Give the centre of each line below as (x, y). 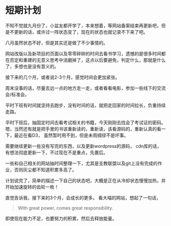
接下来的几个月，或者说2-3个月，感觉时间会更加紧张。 (63, 77)
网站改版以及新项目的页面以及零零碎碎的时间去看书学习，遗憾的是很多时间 (83, 54)
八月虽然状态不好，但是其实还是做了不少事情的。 (56, 43)
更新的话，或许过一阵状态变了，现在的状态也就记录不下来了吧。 (81, 32)
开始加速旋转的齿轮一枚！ (32, 187)
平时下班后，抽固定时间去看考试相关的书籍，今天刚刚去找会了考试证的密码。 (85, 122)
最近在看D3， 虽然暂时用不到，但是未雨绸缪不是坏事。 (71, 135)
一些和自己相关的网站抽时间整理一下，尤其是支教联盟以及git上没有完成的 (81, 163)
